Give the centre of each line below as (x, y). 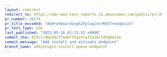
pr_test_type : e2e (24, 28)
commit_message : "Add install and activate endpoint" (62, 42)
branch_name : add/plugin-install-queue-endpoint (56, 47)
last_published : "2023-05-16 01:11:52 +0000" (53, 33)
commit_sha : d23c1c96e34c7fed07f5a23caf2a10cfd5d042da (63, 38)
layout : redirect (23, 10)
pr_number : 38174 (23, 19)
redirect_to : (18, 14)
